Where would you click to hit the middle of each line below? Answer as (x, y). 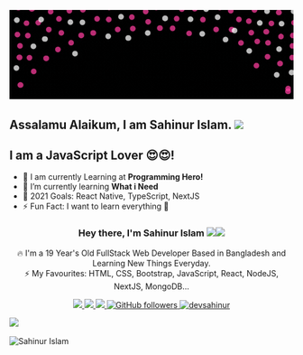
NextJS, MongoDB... (151, 286)
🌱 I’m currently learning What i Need (90, 187)
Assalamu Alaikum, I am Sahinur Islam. (120, 124)
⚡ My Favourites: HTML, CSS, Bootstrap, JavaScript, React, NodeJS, (151, 273)
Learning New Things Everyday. (151, 263)
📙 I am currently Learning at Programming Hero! (113, 177)
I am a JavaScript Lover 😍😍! (92, 155)
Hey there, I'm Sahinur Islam (141, 233)
